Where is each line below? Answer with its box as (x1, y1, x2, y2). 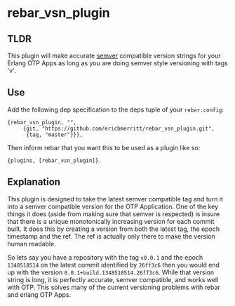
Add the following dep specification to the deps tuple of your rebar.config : (7, 105, 224, 114)
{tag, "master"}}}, (25, 131, 83, 138)
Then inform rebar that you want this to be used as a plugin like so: (7, 143, 201, 152)
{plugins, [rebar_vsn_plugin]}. (7, 157, 102, 164)
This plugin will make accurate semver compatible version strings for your (7, 51, 221, 60)
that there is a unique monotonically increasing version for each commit (7, 217, 215, 225)
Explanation (7, 176, 61, 188)
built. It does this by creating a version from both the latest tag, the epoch (7, 225, 220, 233)
